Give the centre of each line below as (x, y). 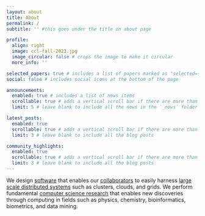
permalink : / (23, 23)
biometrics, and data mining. (42, 206)
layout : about (24, 12)
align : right (28, 46)
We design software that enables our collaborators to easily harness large (99, 180)
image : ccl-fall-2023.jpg (45, 51)
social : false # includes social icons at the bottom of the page (92, 79)
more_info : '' (30, 62)
